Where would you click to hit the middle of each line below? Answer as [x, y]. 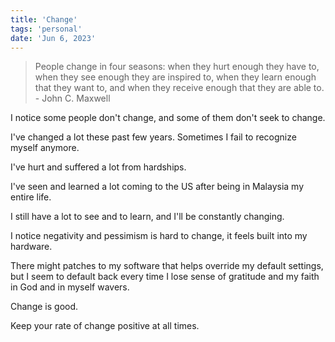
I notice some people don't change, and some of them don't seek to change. [168, 118]
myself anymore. [45, 148]
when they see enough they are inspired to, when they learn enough [175, 77]
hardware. [31, 247]
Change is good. [44, 307]
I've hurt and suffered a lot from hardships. [98, 167]
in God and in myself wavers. [70, 287]
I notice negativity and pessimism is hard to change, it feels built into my [159, 236]
